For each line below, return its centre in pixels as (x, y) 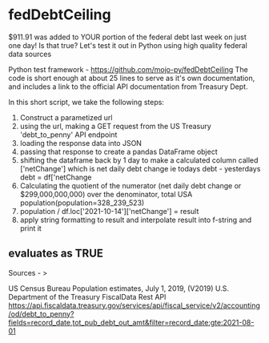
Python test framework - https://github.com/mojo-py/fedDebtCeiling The (128, 69)
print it (30, 228)
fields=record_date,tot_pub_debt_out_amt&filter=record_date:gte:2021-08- (131, 322)
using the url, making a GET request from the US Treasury (116, 126)
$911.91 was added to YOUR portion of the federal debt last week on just (127, 37)
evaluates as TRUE (56, 254)
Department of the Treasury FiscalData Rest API (87, 297)
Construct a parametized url (66, 117)
